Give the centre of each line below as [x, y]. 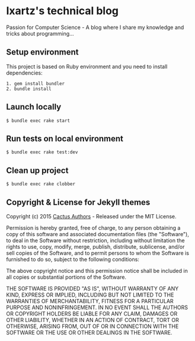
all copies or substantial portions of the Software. [66, 277]
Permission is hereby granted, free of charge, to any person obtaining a [93, 228]
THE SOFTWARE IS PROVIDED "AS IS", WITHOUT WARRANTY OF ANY [92, 289]
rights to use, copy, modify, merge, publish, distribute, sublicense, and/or [95, 247]
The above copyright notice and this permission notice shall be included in [97, 271]
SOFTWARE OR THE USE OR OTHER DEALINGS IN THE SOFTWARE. [89, 332]
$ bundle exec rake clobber [41, 184]
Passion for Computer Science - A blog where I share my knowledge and [95, 27]
